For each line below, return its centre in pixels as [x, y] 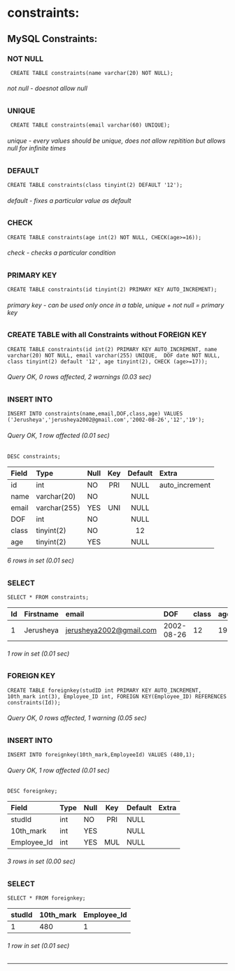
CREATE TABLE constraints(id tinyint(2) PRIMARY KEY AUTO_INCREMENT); [112, 290]
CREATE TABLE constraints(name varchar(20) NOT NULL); [92, 73]
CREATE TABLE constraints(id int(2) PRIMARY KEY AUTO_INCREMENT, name [112, 349]
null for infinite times [37, 148]
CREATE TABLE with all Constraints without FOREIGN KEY [107, 335]
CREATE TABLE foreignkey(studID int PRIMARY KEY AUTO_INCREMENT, [104, 690]
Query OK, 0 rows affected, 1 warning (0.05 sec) [77, 718]
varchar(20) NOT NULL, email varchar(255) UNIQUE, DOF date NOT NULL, [114, 355]
